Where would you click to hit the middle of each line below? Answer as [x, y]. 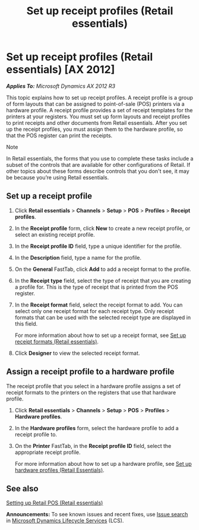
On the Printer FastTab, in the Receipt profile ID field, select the [93, 446]
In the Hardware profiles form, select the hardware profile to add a [97, 428]
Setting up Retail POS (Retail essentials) [55, 503]
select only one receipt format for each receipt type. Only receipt [94, 311]
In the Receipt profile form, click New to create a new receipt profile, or [102, 228]
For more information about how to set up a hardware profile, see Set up [103, 463]
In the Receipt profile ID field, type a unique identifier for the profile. [98, 246]
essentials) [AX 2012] [61, 70]
